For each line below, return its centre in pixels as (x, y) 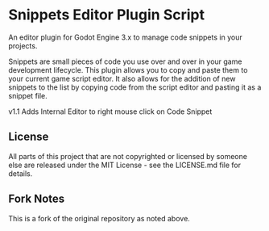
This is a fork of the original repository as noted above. (99, 218)
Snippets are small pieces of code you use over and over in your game (125, 61)
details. (21, 173)
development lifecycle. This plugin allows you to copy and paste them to (128, 69)
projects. (23, 45)
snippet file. (28, 95)
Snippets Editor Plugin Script (107, 15)
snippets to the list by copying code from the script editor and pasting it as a (135, 87)
